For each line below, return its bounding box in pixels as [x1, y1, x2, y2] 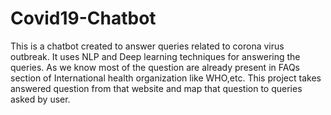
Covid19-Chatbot [10, 7, 157, 30]
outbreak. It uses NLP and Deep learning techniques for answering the [10, 50, 301, 62]
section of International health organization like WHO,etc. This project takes [10, 72, 322, 84]
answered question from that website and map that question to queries [10, 82, 303, 94]
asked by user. [10, 93, 71, 105]
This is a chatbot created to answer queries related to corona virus [10, 40, 285, 52]
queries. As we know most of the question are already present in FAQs [10, 61, 301, 73]
